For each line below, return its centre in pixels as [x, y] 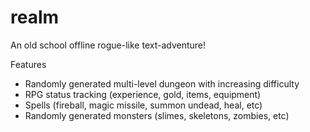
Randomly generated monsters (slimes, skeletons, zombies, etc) [157, 115]
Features [28, 64]
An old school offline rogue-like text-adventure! [108, 45]
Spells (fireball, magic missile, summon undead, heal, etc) [143, 105]
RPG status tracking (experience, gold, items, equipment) [143, 94]
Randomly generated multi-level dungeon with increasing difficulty [162, 83]
